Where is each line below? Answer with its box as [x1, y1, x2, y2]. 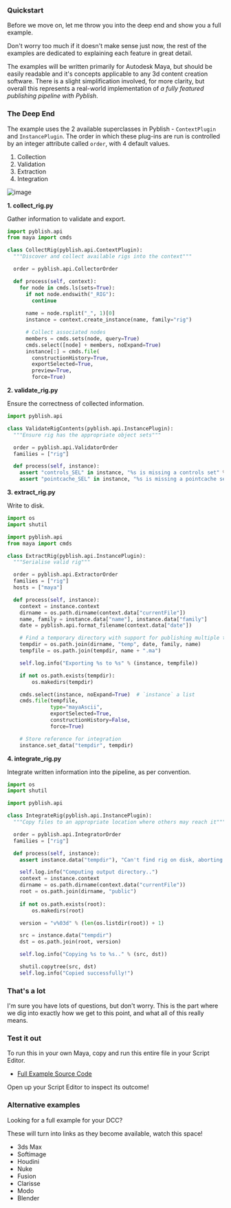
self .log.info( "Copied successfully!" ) [19, 970, 134, 977]
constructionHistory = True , [32, 354, 109, 362]
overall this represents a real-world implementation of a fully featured [7, 85, 204, 93]
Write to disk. [7, 501, 45, 510]
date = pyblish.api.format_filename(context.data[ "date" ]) [19, 622, 192, 629]
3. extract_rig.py [7, 488, 56, 497]
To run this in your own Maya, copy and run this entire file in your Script [7, 1049, 210, 1057]
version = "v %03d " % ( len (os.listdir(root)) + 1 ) [19, 919, 165, 926]
